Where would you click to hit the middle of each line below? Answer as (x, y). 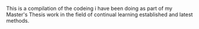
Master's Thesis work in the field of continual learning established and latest (99, 14)
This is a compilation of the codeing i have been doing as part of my (89, 8)
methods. (18, 21)
